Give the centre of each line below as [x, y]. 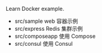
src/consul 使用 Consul [43, 44]
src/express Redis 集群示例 [49, 29]
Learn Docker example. [35, 9]
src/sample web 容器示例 [46, 21]
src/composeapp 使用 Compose [55, 36]
